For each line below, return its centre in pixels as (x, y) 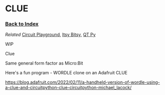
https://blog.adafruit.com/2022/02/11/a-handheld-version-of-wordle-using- (82, 82)
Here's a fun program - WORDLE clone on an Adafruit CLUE (66, 73)
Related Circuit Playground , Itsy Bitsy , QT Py (50, 34)
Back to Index (22, 24)
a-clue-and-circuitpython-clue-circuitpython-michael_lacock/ (68, 88)
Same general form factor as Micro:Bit (44, 63)
